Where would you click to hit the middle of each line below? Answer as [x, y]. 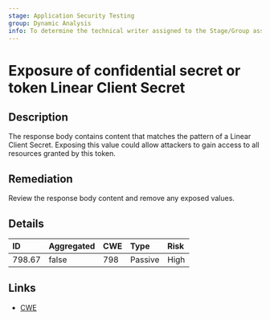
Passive [145, 260]
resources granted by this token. [62, 154]
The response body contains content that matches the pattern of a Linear [130, 137]
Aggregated [72, 246]
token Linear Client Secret [97, 87]
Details [26, 223]
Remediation [41, 179]
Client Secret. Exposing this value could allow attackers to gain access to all [134, 145]
